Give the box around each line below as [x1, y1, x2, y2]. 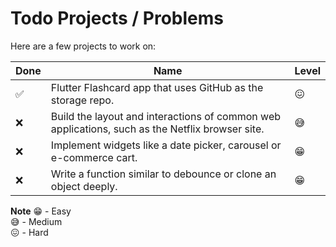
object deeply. [50, 179, 118, 193]
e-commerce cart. [50, 150, 138, 164]
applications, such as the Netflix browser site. [50, 122, 265, 136]
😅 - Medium [10, 215, 63, 227]
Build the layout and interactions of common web [50, 109, 282, 123]
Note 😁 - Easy [10, 205, 72, 217]
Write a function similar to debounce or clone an [50, 167, 277, 181]
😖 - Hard [10, 226, 49, 238]
